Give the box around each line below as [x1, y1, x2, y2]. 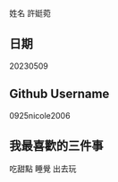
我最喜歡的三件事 [9, 138, 104, 153]
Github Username [9, 87, 110, 102]
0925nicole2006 [9, 110, 71, 120]
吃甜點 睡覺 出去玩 [9, 163, 77, 174]
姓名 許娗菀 [9, 8, 51, 18]
